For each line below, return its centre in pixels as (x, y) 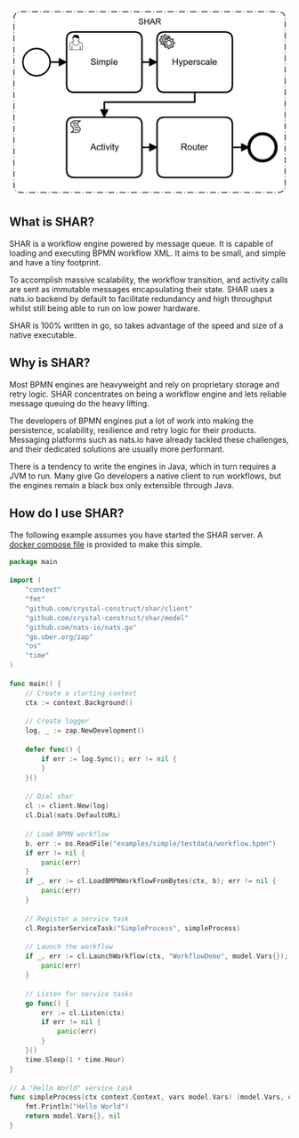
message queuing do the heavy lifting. (79, 403)
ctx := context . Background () (79, 702)
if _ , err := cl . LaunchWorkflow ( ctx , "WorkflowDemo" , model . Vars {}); (157, 956)
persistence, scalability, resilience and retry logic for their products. (133, 430)
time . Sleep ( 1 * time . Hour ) (75, 1060)
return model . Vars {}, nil (73, 1117)
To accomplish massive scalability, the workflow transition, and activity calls (149, 280)
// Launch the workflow (69, 947)
